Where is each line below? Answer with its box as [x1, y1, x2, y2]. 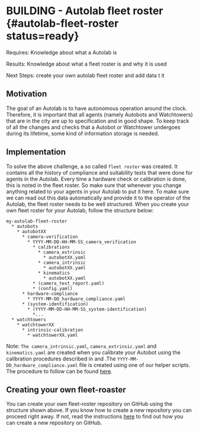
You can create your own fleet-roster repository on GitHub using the [6, 401, 173, 408]
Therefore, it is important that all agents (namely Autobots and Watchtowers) [6, 111, 193, 118]
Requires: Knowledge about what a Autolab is [6, 49, 117, 56]
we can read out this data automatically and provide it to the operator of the [6, 194, 191, 201]
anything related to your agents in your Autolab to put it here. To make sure [6, 188, 190, 195]
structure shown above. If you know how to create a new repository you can [6, 407, 192, 414]
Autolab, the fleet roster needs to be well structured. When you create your [6, 200, 190, 208]
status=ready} [6, 30, 79, 43]
